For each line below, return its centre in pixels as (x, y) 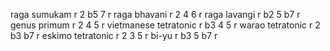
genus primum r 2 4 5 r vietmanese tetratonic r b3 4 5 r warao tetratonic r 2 (165, 25)
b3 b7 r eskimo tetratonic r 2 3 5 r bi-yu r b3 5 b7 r (114, 35)
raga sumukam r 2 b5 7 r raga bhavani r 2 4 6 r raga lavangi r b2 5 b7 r (155, 14)
